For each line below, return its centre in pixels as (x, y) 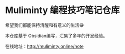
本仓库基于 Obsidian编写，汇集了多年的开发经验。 (57, 35)
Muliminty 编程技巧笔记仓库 (62, 10)
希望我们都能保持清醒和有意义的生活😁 (45, 25)
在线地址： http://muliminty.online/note (44, 46)
